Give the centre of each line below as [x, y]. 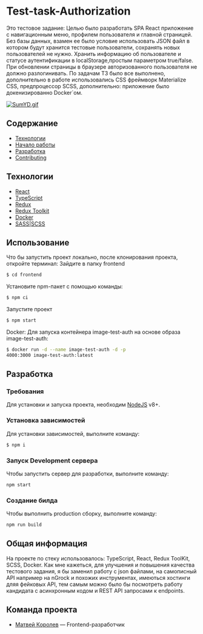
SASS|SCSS [30, 224]
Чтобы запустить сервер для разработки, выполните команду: [88, 474]
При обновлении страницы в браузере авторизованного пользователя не [102, 67]
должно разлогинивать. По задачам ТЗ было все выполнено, [86, 73]
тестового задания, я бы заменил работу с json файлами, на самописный [101, 571]
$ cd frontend [24, 275]
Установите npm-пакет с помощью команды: [65, 286]
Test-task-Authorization [68, 11]
